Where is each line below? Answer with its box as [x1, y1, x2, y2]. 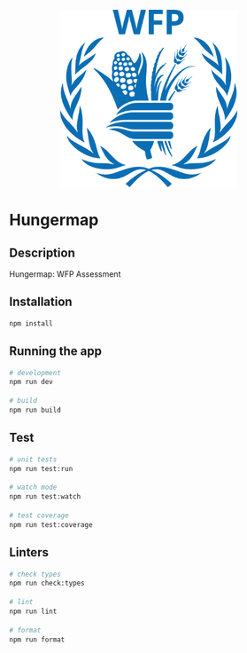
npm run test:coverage [9, 520, 93, 529]
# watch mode [9, 483, 58, 492]
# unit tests [9, 454, 58, 464]
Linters [9, 545, 49, 560]
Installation [9, 295, 73, 310]
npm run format [9, 635, 66, 644]
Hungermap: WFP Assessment [9, 269, 121, 279]
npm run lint [9, 607, 58, 616]
